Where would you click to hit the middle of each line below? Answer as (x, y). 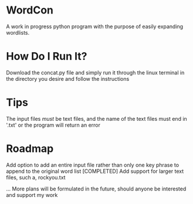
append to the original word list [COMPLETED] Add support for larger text (95, 171)
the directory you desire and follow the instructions (68, 79)
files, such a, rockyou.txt (36, 177)
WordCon (30, 10)
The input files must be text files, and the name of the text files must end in (97, 118)
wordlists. (18, 32)
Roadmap (30, 149)
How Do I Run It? (47, 57)
